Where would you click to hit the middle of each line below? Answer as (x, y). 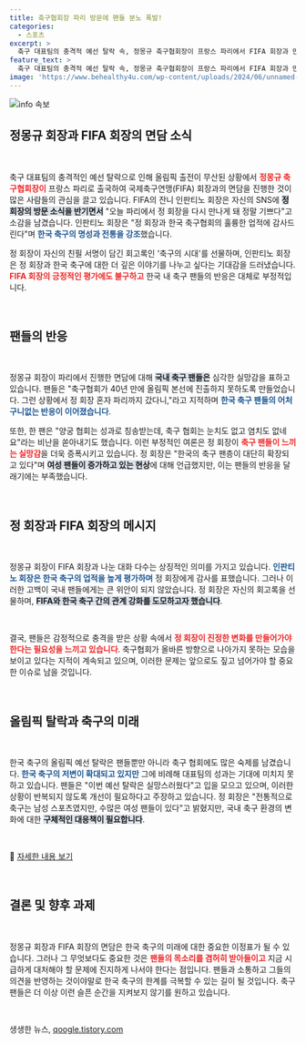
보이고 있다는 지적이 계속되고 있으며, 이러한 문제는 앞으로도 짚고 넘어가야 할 (143, 661)
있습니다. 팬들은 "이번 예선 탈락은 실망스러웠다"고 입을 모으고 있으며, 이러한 (160, 785)
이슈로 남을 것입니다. (56, 672)
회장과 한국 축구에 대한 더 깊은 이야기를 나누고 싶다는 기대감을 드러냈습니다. (162, 264)
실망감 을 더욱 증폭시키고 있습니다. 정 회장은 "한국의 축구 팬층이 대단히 (142, 454)
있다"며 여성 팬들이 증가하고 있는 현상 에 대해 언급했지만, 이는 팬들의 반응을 (150, 465)
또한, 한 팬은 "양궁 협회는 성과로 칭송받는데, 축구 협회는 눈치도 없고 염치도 (140, 431)
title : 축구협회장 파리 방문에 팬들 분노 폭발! (86, 18)
